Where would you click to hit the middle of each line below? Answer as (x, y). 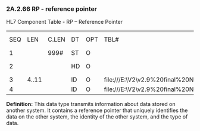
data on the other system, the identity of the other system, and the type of (97, 117)
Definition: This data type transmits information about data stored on (91, 104)
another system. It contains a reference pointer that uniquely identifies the (97, 110)
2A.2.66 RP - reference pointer (51, 9)
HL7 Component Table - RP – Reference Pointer (65, 22)
